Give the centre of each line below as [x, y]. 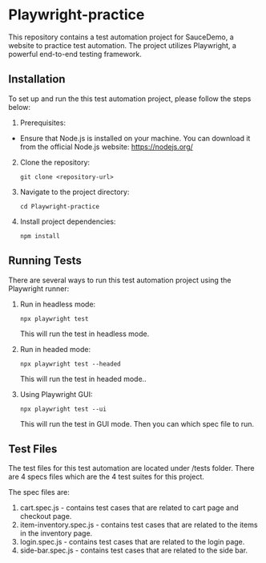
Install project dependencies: [68, 221]
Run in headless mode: [58, 304]
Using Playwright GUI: [56, 394]
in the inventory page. [56, 533]
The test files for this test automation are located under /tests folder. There [131, 468]
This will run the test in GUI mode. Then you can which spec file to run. [137, 423]
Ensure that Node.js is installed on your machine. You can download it [135, 138]
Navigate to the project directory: [75, 192]
